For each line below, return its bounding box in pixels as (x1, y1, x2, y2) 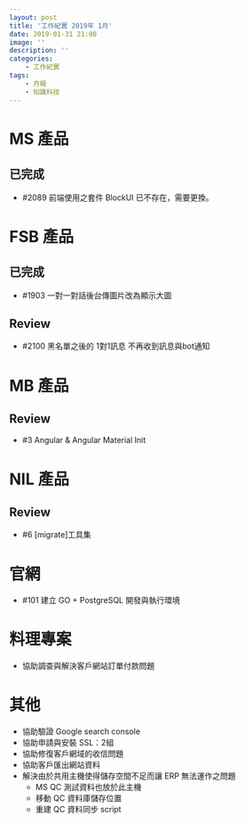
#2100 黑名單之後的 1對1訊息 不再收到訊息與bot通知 (21, 341, 210, 351)
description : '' (9, 46, 69, 55)
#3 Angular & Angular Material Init (21, 435, 146, 446)
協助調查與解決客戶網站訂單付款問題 (21, 660, 155, 672)
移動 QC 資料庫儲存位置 (35, 793, 122, 803)
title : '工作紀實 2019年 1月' (9, 21, 113, 30)
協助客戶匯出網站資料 (21, 760, 100, 771)
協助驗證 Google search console (21, 726, 140, 737)
